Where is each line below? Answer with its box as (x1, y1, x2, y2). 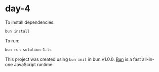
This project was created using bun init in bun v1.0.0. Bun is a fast (5, 56, 141, 62)
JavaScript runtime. (14, 61, 54, 67)
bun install (5, 29, 30, 34)
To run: (5, 37, 20, 43)
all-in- (142, 56, 155, 62)
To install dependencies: (5, 19, 55, 25)
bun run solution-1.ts (5, 47, 52, 52)
